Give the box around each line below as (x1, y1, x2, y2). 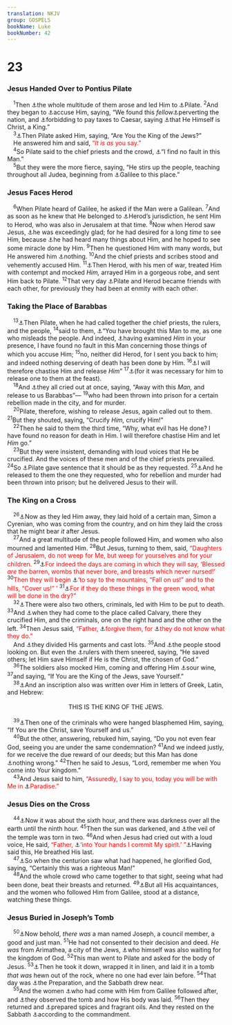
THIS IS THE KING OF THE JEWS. (68, 702, 164, 711)
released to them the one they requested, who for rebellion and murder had (7, 470, 222, 479)
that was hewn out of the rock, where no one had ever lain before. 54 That (7, 970, 216, 979)
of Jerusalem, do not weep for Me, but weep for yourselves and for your (7, 551, 213, 560)
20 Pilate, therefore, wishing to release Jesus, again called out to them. (13, 406, 213, 416)
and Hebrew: (7, 688, 44, 696)
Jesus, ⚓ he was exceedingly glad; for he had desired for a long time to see (7, 228, 222, 236)
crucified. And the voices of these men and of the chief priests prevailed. (7, 455, 215, 463)
